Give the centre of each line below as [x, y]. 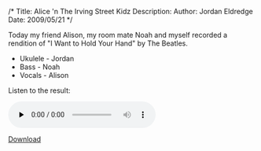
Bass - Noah [40, 67]
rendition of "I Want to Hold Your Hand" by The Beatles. [98, 43]
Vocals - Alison [44, 75]
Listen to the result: [39, 90]
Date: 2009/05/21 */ [40, 20]
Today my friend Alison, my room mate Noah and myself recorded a [118, 35]
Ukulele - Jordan [47, 59]
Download [25, 139]
